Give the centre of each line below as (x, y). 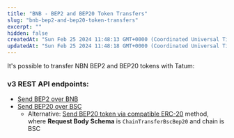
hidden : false (28, 33)
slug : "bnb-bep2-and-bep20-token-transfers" (73, 20)
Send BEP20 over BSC (49, 107)
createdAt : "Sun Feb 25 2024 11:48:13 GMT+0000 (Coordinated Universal (113, 40)
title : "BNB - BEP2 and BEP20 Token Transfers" (78, 14)
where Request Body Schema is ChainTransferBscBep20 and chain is (126, 121)
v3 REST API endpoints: (48, 84)
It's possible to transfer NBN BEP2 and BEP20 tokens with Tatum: (101, 66)
